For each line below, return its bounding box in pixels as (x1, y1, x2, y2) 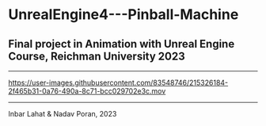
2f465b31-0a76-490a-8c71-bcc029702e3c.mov (8, 86, 166, 96)
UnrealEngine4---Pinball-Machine (8, 6, 239, 24)
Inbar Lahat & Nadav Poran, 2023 (8, 109, 117, 118)
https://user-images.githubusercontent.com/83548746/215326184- (8, 78, 229, 87)
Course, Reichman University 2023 (8, 49, 186, 63)
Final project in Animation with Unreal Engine (8, 37, 235, 51)
